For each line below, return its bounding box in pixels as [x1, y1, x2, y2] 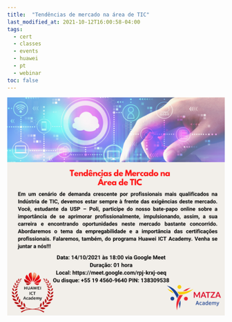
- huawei [13, 55, 39, 62]
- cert [13, 33, 32, 40]
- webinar [13, 69, 41, 76]
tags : [7, 26, 23, 33]
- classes [13, 40, 41, 48]
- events [13, 48, 39, 55]
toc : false [7, 77, 39, 84]
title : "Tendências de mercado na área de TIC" [7, 11, 150, 18]
